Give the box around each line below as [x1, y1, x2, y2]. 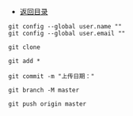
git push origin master [8, 100, 87, 108]
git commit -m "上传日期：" [8, 73, 95, 80]
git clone [8, 43, 41, 51]
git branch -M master [8, 86, 80, 94]
